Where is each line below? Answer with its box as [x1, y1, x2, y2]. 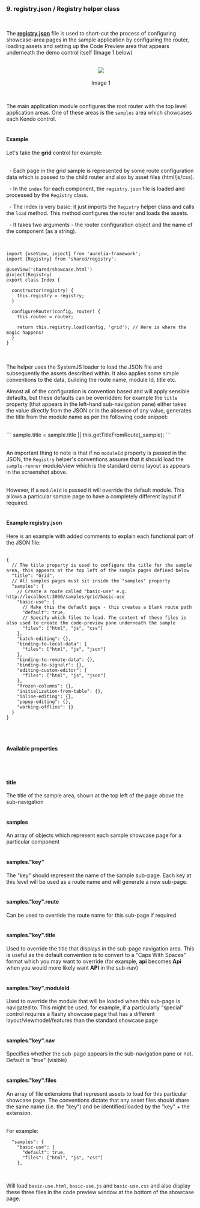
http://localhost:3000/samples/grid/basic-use [6, 593, 125, 600]
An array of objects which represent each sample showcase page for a [6, 832, 182, 839]
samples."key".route [6, 898, 59, 905]
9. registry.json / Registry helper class [6, 4, 120, 13]
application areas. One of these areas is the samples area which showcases [6, 109, 192, 116]
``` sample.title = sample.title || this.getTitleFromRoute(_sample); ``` [6, 431, 171, 438]
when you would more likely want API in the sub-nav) [6, 964, 139, 971]
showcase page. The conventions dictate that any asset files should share [6, 1096, 190, 1104]
